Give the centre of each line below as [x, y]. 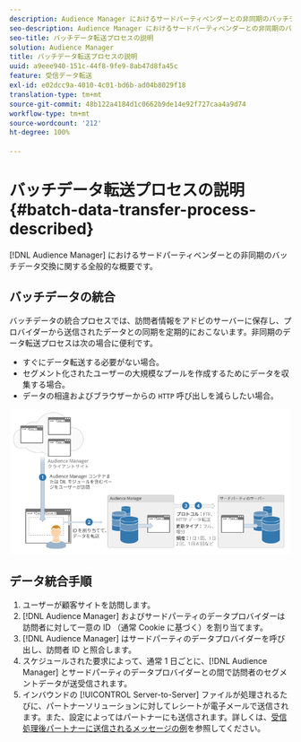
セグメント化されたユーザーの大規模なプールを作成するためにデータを [152, 373]
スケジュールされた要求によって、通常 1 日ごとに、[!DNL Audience [145, 660]
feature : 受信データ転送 [51, 76]
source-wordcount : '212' [56, 123]
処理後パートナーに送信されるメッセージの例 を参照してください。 [144, 728]
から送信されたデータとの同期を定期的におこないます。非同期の [165, 331]
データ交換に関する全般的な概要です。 [87, 266]
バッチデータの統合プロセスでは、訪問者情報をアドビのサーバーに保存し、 [146, 320]
